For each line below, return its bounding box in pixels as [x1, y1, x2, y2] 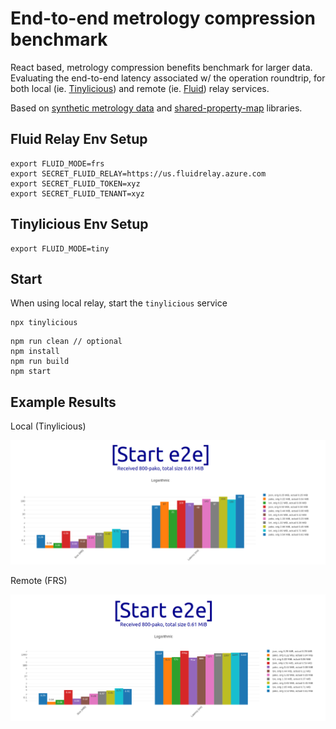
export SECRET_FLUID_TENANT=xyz [10, 188, 145, 199]
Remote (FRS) [10, 575, 68, 587]
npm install [10, 347, 60, 357]
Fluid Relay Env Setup [10, 131, 148, 148]
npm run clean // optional [10, 337, 123, 347]
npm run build [10, 357, 70, 367]
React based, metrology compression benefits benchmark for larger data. [10, 61, 313, 73]
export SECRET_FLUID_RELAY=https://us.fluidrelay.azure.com [10, 168, 267, 179]
